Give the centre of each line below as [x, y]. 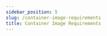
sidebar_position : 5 [32, 12]
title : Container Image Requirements [53, 23]
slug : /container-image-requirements [53, 18]
